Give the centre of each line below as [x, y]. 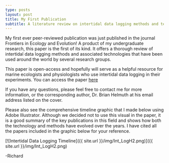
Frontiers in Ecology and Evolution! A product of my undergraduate [74, 44]
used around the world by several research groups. [58, 59]
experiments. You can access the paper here [52, 80]
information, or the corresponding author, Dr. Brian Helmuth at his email [79, 95]
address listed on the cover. [34, 100]
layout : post [19, 15]
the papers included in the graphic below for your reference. [68, 131]
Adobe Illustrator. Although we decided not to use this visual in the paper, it [83, 115]
